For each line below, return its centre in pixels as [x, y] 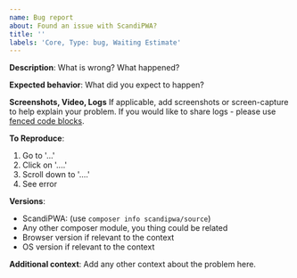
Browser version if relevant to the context [98, 238]
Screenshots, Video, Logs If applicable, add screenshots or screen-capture [149, 102]
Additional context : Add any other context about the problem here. [133, 265]
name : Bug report [41, 17]
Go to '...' [38, 156]
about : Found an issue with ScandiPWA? [83, 26]
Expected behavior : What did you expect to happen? [107, 85]
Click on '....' [45, 165]
